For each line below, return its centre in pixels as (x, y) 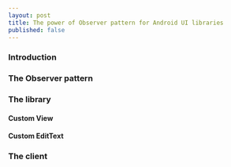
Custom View (31, 118)
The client (28, 156)
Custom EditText (36, 136)
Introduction (32, 57)
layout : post (30, 15)
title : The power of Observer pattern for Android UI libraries (116, 23)
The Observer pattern (50, 78)
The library (30, 100)
